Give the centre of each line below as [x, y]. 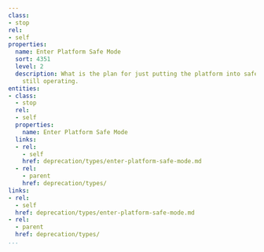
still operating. [51, 81]
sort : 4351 [33, 60]
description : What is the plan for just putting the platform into [128, 74]
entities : [24, 88]
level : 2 [29, 67]
